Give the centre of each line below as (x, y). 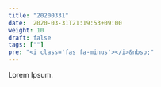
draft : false (30, 38)
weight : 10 (26, 30)
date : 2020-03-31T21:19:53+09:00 (65, 23)
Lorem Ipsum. (31, 75)
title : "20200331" (38, 15)
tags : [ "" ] (26, 45)
